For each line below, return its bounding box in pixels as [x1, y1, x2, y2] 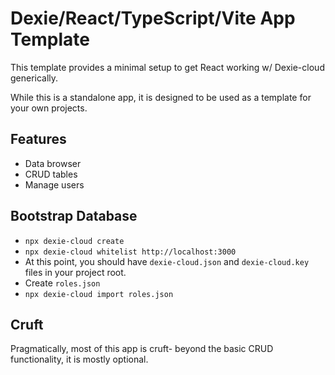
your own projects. [10, 102, 88, 114]
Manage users [24, 178, 85, 191]
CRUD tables [24, 168, 78, 180]
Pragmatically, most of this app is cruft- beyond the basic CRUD [10, 343, 274, 355]
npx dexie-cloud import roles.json [24, 289, 174, 299]
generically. [10, 72, 59, 84]
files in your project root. [24, 266, 127, 278]
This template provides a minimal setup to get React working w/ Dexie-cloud [10, 61, 325, 73]
